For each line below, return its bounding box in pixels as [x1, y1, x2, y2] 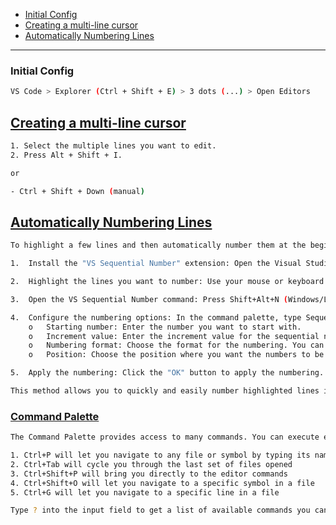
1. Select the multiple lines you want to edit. [10, 140, 217, 151]
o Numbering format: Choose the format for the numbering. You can [28, 340, 325, 351]
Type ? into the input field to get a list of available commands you [10, 505, 311, 516]
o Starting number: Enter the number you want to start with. [28, 322, 302, 332]
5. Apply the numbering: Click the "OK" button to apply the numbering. [10, 368, 325, 378]
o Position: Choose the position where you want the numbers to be [28, 350, 325, 360]
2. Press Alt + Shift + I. [10, 150, 123, 160]
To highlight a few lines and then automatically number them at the [10, 240, 307, 251]
